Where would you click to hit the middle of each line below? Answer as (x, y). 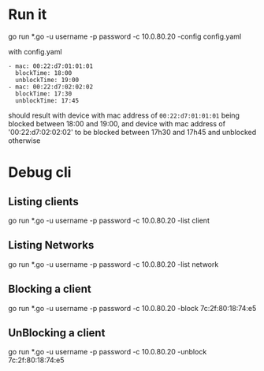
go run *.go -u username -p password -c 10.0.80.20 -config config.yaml (125, 36)
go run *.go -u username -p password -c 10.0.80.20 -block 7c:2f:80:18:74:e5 (132, 308)
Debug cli (40, 172)
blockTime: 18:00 (44, 73)
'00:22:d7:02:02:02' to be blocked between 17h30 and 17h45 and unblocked (132, 132)
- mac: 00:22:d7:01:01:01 (50, 66)
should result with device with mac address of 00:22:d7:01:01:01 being (124, 115)
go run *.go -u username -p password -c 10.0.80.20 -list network (113, 264)
